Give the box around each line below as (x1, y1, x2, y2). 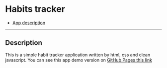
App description (12, 20, 46, 26)
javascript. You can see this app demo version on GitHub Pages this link (5, 57, 153, 63)
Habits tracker (5, 3, 66, 15)
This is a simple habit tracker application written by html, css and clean (5, 52, 151, 58)
